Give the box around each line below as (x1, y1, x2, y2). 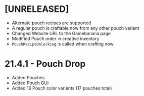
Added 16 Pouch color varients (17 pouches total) (11, 85, 112, 91)
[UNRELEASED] (4, 3, 69, 15)
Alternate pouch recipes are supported (11, 20, 91, 26)
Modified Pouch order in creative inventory (11, 36, 99, 42)
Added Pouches (11, 74, 45, 80)
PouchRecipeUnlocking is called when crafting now (11, 41, 114, 47)
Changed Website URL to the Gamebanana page (11, 30, 111, 36)
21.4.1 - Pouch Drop (4, 58, 86, 70)
